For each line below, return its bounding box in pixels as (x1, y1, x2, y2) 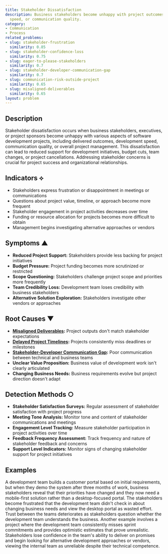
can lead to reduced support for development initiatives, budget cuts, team (5, 149, 159, 155)
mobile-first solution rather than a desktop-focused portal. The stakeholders (5, 495, 162, 501)
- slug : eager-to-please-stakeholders (5, 59, 86, 64)
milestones (12, 344, 35, 350)
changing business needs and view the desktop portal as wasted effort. (5, 506, 153, 512)
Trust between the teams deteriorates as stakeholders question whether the (5, 511, 161, 517)
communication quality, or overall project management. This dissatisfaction (5, 144, 160, 150)
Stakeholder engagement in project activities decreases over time (12, 208, 148, 214)
